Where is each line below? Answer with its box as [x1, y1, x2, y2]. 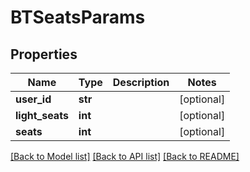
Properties [10, 46, 78, 63]
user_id [15, 92, 52, 106]
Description [112, 76, 170, 89]
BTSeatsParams [10, 6, 146, 29]
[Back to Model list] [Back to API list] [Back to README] [10, 151, 240, 162]
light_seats [15, 109, 69, 122]
